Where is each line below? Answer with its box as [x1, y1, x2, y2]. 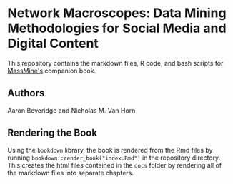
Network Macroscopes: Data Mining [7, 5, 227, 21]
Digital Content [7, 36, 99, 51]
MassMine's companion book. [7, 66, 96, 75]
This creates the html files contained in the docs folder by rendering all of [7, 160, 222, 169]
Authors [7, 87, 45, 99]
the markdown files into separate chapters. [7, 168, 134, 177]
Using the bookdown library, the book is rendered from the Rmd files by [7, 145, 213, 154]
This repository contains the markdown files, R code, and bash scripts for [7, 58, 224, 67]
